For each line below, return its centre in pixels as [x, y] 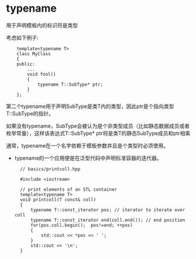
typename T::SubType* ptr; [70, 84]
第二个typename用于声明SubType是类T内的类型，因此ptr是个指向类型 [90, 106]
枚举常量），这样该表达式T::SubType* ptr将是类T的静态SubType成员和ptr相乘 [98, 133]
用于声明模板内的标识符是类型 [42, 25]
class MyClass [34, 54]
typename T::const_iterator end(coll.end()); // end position [108, 220]
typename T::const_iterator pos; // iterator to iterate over [108, 210]
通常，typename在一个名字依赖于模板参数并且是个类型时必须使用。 [87, 145]
